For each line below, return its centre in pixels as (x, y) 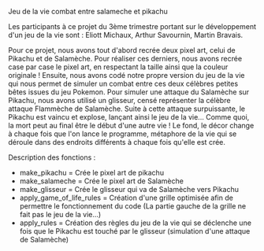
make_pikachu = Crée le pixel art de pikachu (91, 173)
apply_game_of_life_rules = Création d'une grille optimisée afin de (126, 197)
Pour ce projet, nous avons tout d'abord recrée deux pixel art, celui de (122, 50)
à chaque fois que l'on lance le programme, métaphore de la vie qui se (123, 134)
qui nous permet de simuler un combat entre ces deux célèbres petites (123, 83)
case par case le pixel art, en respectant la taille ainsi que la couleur (118, 67)
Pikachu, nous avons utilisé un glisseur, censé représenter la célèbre (119, 100)
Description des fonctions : (52, 157)
